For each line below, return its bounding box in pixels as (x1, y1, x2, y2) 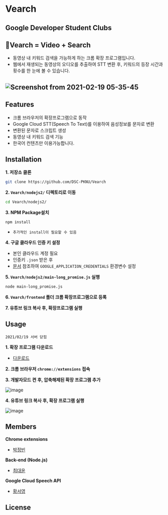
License (5, 503, 31, 511)
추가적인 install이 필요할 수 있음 (12, 230, 77, 235)
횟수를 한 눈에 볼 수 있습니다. (12, 67, 70, 74)
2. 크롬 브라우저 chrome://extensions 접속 (5, 366, 90, 372)
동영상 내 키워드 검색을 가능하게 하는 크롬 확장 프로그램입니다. (12, 55, 136, 61)
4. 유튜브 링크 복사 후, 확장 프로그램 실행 (5, 397, 84, 404)
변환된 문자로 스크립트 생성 (12, 127, 66, 133)
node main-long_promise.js (5, 284, 63, 289)
